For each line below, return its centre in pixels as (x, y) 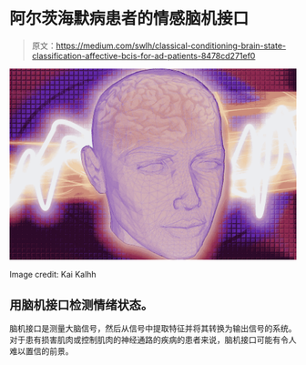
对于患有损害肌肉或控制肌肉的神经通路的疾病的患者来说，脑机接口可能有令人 (153, 340)
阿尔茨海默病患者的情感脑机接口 (129, 19)
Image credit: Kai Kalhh (53, 274)
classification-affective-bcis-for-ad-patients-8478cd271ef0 (143, 56)
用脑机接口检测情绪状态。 (81, 305)
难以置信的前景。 (41, 351)
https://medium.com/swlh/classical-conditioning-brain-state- (171, 46)
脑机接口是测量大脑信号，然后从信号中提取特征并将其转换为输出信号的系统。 (153, 329)
